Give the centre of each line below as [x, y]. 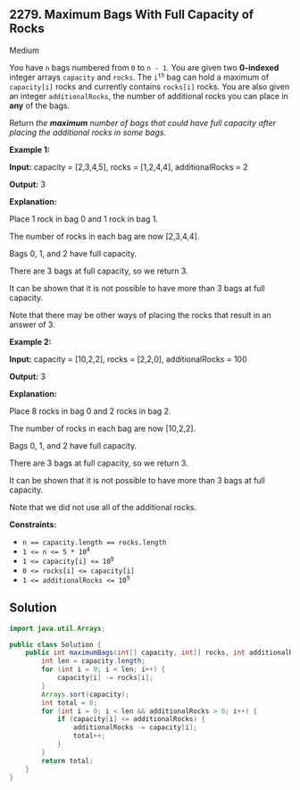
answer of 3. [32, 324]
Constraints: [33, 524]
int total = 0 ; [70, 702]
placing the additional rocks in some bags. [88, 132]
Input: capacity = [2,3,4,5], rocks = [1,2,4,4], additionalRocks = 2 [129, 167]
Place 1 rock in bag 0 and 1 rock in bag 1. [84, 219]
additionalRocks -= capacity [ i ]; [135, 727]
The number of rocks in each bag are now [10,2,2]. [103, 428]
